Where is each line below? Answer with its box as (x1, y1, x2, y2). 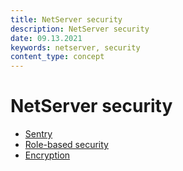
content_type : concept (10, 52, 105, 62)
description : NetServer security (10, 24, 150, 34)
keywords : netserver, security (10, 42, 141, 53)
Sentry (24, 128, 53, 140)
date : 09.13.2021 (10, 33, 83, 43)
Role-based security (24, 139, 109, 151)
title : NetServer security (10, 14, 123, 25)
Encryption (24, 149, 71, 161)
